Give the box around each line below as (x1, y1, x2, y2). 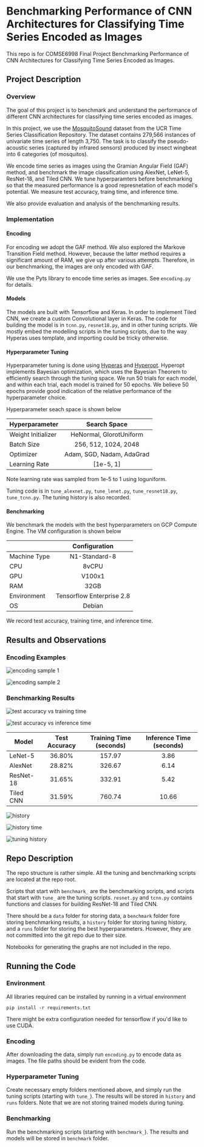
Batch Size (9, 440, 40, 449)
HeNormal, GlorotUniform (70, 430, 144, 439)
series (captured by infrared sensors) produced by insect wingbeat (29, 144, 197, 151)
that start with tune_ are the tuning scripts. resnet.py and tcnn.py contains (6, 894, 192, 902)
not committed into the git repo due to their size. (6, 931, 127, 939)
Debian (83, 601, 103, 610)
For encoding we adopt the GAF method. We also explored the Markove (6, 243, 186, 250)
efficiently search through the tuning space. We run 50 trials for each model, (6, 375, 198, 382)
